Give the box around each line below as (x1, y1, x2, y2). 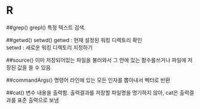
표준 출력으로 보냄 (17, 96, 59, 104)
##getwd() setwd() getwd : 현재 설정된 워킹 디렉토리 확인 (6, 36, 142, 43)
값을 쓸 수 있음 (17, 63, 51, 71)
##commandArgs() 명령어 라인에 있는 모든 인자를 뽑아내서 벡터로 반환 (6, 76, 171, 84)
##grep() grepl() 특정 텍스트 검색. (6, 24, 86, 31)
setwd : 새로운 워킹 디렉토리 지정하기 (6, 44, 93, 51)
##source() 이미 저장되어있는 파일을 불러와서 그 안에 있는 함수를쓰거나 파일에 (6, 56, 187, 63)
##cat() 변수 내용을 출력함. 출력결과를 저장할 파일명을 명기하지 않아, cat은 (6, 89, 179, 96)
